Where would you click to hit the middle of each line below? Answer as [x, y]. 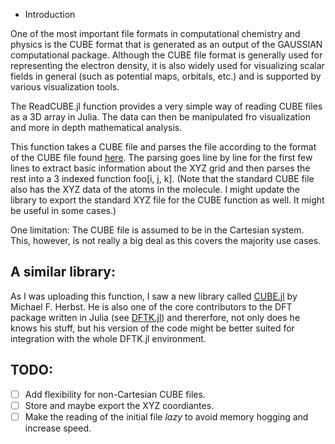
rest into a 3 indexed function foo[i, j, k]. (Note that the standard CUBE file [162, 178]
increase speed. [58, 428]
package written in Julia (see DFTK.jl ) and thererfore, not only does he [155, 317]
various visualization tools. [65, 87]
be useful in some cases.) [63, 210]
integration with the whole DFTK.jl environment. [108, 338]
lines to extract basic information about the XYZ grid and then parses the [160, 168]
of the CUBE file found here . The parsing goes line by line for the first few [161, 157]
